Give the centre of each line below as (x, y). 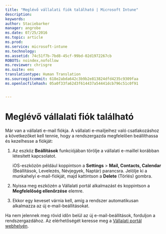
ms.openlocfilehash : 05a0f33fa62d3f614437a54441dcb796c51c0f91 (72, 83)
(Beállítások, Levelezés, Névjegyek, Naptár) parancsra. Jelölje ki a (80, 171)
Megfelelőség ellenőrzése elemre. (48, 191)
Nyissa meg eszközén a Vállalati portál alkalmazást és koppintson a (81, 185)
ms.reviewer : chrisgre (28, 65)
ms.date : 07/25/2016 (27, 33)
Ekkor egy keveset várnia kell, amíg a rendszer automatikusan (75, 200)
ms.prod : (14, 42)
